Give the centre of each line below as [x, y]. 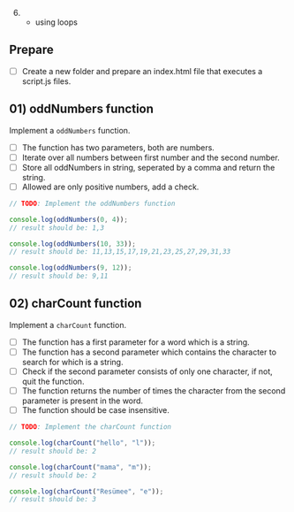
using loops [56, 22]
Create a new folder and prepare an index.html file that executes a [142, 71]
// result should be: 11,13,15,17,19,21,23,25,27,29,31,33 [120, 252]
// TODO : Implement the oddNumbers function [92, 203]
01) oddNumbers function [82, 109]
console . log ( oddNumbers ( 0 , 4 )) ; [68, 219]
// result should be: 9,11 [59, 276]
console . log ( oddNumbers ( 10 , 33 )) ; [73, 244]
